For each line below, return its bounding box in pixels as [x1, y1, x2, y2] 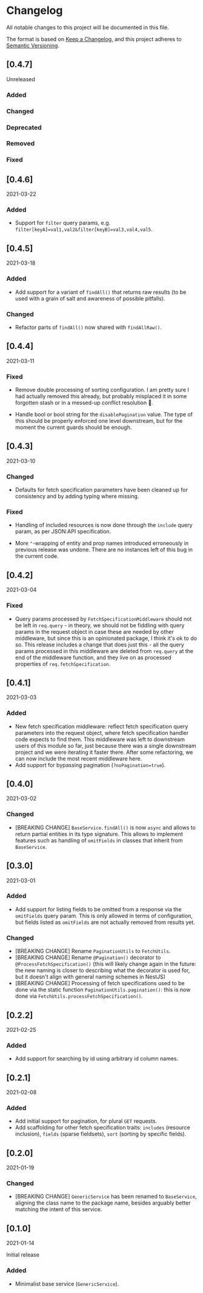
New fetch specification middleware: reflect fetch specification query [15, 722, 188, 730]
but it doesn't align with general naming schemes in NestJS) [15, 973, 165, 980]
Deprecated [6, 123, 42, 131]
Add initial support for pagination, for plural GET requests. [15, 1117, 158, 1125]
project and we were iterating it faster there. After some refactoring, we [15, 748, 193, 756]
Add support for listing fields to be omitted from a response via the [15, 905, 182, 912]
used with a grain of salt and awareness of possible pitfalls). [15, 294, 165, 302]
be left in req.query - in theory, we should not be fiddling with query [15, 622, 185, 629]
